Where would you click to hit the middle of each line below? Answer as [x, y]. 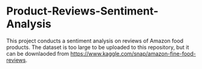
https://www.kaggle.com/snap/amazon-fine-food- [133, 53]
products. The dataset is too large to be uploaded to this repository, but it [98, 47]
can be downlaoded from [38, 53]
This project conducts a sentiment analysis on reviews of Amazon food [95, 41]
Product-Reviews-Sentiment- [82, 11]
